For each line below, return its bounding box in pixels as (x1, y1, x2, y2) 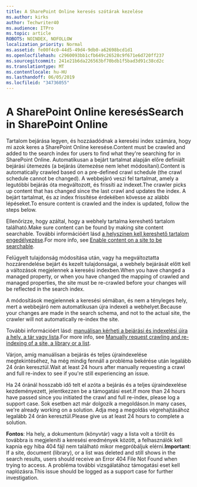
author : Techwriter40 (6, 19, 59, 25)
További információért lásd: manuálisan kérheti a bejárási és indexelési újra (6, 327, 188, 334)
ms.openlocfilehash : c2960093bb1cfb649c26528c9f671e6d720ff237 (6, 52, 165, 58)
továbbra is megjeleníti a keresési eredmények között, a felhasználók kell (6, 436, 183, 443)
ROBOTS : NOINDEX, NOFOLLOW (6, 36, 72, 42)
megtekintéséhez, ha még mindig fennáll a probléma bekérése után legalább (6, 357, 191, 364)
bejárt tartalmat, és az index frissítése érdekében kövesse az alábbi (6, 193, 169, 200)
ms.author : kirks (6, 14, 49, 20)
